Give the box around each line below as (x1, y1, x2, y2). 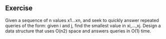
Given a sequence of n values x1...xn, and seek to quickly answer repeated (5, 17, 159, 23)
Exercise (5, 4, 33, 12)
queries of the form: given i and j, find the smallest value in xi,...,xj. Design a (5, 22, 161, 28)
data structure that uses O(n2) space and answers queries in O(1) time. (5, 27, 151, 34)
